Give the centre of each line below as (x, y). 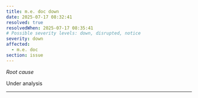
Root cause (20, 72)
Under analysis (24, 83)
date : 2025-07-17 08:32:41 (39, 17)
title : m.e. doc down (33, 11)
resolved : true (25, 22)
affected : (18, 45)
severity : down (25, 39)
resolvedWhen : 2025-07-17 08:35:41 (50, 28)
